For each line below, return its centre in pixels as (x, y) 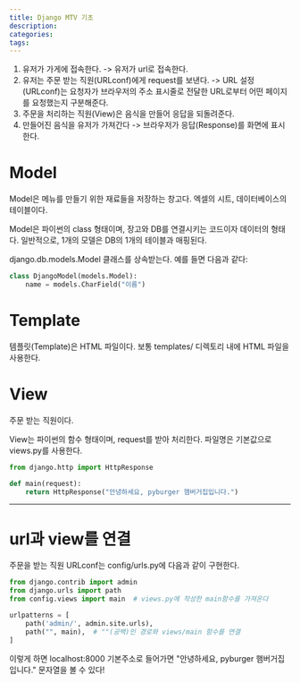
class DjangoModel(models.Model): (74, 277)
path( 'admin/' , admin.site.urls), (89, 623)
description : (33, 26)
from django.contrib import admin (74, 583)
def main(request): (46, 483)
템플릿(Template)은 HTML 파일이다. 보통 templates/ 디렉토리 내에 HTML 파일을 (150, 346)
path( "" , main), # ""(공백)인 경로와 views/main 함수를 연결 (133, 632)
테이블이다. (29, 210)
